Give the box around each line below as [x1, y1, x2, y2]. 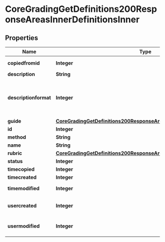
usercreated [7, 202, 37, 209]
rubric [7, 150, 22, 157]
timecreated [7, 174, 37, 181]
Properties [5, 34, 38, 42]
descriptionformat [7, 94, 52, 101]
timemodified [7, 185, 40, 192]
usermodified [7, 223, 40, 229]
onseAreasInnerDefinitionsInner [5, 14, 140, 25]
